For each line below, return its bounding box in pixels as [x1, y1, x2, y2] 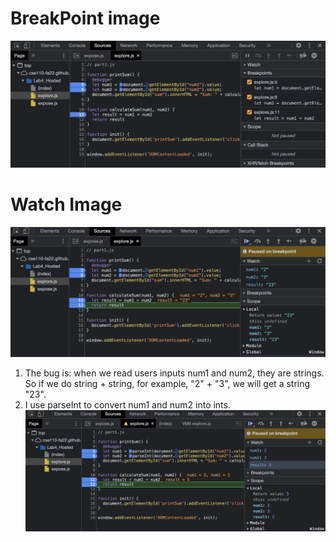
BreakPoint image [10, 7, 161, 30]
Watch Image [10, 193, 123, 216]
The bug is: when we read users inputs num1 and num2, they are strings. [24, 367, 325, 379]
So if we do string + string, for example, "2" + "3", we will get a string [24, 377, 311, 389]
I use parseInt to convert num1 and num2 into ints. [24, 398, 231, 411]
